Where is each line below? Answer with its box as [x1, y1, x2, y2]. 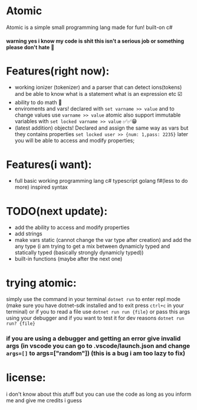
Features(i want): [6, 158, 92, 171]
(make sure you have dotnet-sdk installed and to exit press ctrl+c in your [6, 302, 185, 309]
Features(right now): [6, 64, 110, 78]
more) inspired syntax [14, 183, 68, 191]
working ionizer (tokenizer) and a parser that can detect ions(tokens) [14, 84, 182, 91]
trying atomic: [6, 276, 77, 289]
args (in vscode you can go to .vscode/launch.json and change [6, 342, 191, 350]
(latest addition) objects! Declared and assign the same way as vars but [14, 124, 189, 131]
